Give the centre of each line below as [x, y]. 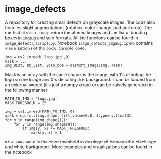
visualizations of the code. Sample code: [46, 48]
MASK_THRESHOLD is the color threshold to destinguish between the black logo [81, 142]
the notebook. [19, 152]
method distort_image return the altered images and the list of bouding [76, 32]
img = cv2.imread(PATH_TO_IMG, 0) [40, 111]
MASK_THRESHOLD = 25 [26, 103]
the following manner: [27, 90]
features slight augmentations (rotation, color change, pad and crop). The [79, 27]
